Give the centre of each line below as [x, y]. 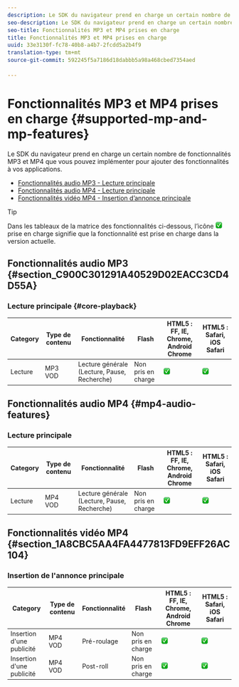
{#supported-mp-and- [139, 119]
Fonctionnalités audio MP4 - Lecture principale [86, 190]
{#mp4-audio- [163, 404]
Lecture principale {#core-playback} [72, 306]
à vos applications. [35, 169]
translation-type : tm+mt [44, 53]
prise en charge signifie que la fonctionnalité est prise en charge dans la [113, 233]
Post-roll [95, 666]
